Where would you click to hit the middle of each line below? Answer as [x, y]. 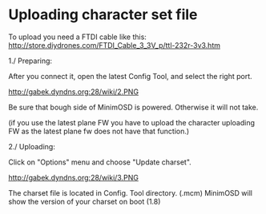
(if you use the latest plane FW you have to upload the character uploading [131, 122]
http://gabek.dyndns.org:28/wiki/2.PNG [73, 91]
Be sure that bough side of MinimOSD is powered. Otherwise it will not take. [133, 107]
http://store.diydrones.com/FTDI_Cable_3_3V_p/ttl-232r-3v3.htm [114, 45]
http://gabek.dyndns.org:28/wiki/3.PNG [73, 177]
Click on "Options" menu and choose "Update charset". [100, 162]
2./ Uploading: [32, 146]
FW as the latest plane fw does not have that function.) [99, 131]
